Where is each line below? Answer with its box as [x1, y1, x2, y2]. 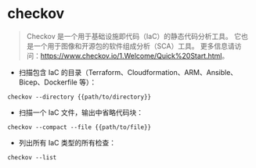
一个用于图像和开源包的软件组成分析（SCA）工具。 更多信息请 [33, 41, 236, 51]
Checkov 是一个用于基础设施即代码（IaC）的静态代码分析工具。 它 [26, 31, 242, 41]
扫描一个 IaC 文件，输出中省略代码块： [18, 107, 144, 117]
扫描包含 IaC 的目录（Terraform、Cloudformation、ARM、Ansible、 [18, 67, 238, 77]
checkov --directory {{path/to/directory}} [7, 93, 152, 101]
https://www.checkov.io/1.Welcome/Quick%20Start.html [40, 51, 222, 60]
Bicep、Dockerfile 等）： [18, 77, 97, 87]
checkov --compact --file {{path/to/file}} [7, 123, 152, 131]
